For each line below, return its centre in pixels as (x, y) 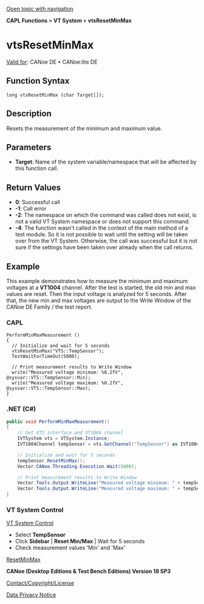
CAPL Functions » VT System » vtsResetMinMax (69, 20)
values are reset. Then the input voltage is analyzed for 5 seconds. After (97, 294)
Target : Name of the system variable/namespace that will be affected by (106, 162)
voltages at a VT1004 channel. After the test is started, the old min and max (101, 287)
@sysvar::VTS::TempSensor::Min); (49, 378)
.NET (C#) (21, 409)
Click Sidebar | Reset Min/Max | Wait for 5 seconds (80, 541)
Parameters (29, 147)
